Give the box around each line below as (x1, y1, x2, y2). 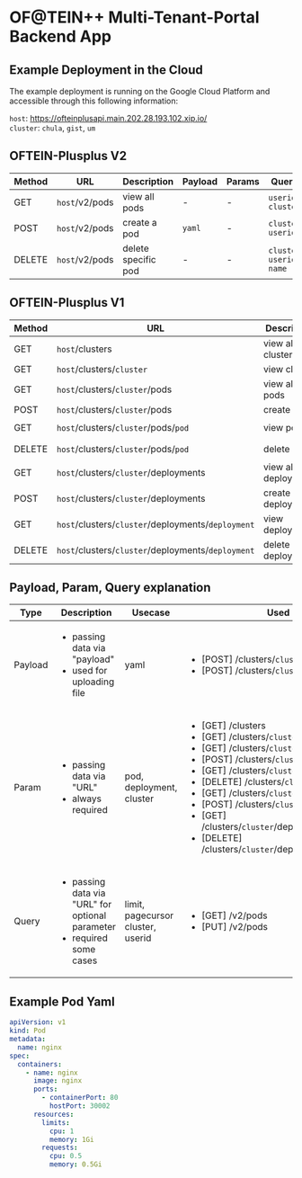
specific (122, 253, 157, 265)
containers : (17, 1059, 63, 1068)
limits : (41, 1118, 70, 1127)
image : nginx (32, 1076, 83, 1085)
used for (71, 665, 108, 677)
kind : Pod (9, 1026, 47, 1036)
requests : (41, 1143, 78, 1153)
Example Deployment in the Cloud (9, 62, 204, 77)
